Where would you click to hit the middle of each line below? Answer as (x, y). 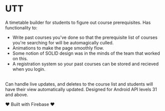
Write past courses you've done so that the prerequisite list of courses (85, 37)
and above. (17, 95)
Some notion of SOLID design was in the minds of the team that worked (86, 53)
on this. (20, 58)
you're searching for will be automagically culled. (63, 42)
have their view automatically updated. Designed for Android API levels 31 (81, 89)
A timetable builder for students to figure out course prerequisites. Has (78, 22)
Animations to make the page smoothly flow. (58, 48)
